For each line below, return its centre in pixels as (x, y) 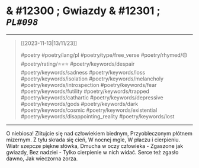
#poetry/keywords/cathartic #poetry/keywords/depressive (92, 97)
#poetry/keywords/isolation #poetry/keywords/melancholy (92, 79)
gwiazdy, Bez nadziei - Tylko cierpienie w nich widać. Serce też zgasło (92, 152)
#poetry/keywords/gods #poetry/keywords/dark (79, 104)
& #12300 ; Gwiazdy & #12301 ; (84, 11)
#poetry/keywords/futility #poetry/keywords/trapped (85, 91)
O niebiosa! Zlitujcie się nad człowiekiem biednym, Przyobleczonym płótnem (99, 133)
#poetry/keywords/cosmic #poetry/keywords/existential (89, 110)
